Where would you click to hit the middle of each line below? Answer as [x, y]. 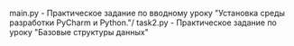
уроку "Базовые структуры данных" [79, 32]
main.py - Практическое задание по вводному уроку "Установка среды [147, 13]
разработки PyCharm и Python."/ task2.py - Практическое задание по [143, 23]
